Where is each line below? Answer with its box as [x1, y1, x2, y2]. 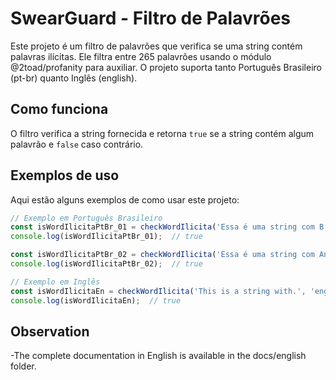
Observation [10, 323, 90, 340]
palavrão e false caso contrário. [10, 138, 144, 150]
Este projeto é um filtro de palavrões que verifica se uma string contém [10, 40, 303, 52]
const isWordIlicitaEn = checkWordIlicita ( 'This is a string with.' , [10, 286, 307, 296]
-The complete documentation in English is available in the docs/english [10, 350, 307, 362]
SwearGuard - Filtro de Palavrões [10, 7, 291, 30]
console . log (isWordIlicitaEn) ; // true [10, 295, 182, 306]
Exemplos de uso [10, 167, 120, 184]
